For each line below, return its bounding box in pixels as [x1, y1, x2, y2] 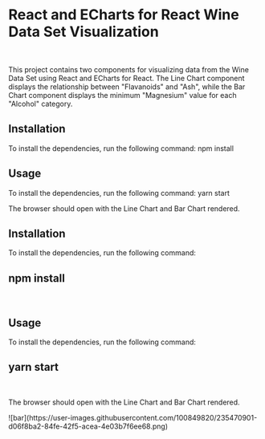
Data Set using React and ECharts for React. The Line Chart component [8, 73, 245, 83]
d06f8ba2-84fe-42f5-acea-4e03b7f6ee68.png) [8, 421, 169, 431]
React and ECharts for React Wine [8, 6, 239, 24]
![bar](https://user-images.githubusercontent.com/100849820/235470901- [8, 413, 258, 422]
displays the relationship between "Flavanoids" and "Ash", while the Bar [8, 82, 246, 91]
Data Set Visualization [8, 22, 159, 41]
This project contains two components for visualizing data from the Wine [8, 64, 249, 74]
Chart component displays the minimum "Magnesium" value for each [8, 90, 237, 100]
